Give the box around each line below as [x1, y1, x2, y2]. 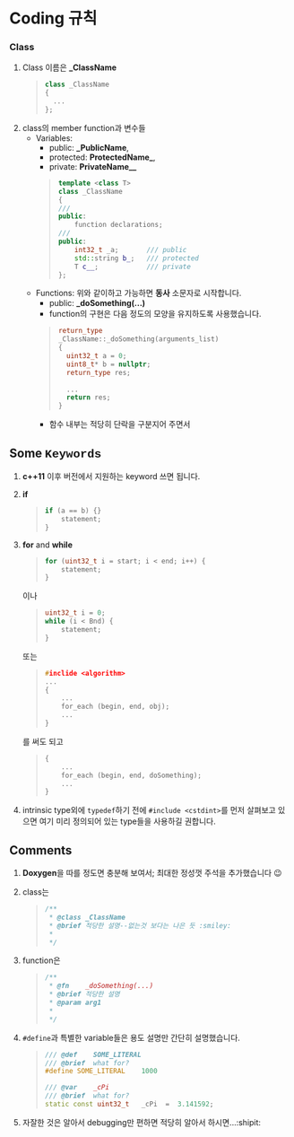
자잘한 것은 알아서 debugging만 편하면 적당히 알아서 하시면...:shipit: [22, 1116, 262, 1127]
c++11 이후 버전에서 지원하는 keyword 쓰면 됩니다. [22, 471, 201, 482]
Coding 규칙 [9, 8, 98, 29]
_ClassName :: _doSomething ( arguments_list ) [57, 335, 220, 344]
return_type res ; [65, 368, 132, 377]
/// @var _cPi [44, 1083, 110, 1092]
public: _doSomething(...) [48, 298, 146, 309]
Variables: [35, 132, 73, 144]
